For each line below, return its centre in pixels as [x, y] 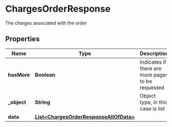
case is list [153, 109]
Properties [23, 39]
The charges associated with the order [46, 23]
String [42, 102]
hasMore [19, 74]
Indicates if [153, 62]
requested [152, 87]
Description [154, 53]
